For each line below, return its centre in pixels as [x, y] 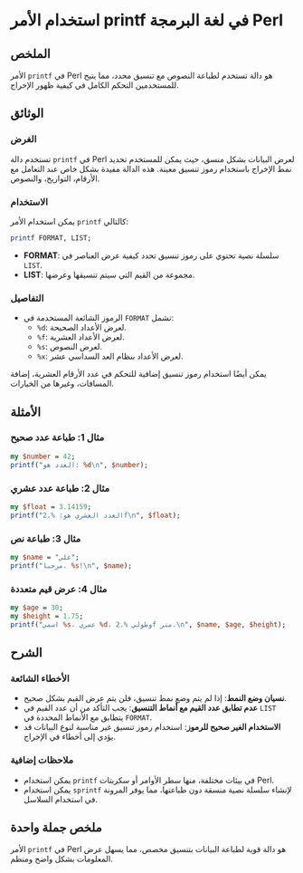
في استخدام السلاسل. [61, 799]
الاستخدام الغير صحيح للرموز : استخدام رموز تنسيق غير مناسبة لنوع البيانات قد [152, 727]
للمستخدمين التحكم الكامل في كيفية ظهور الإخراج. [95, 85]
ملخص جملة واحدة [56, 827]
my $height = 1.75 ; [47, 616]
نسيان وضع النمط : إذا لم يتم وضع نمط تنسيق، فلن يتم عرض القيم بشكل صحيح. [155, 698]
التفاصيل [27, 298]
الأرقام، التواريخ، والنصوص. [55, 178]
